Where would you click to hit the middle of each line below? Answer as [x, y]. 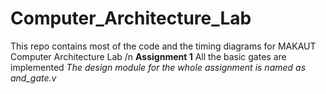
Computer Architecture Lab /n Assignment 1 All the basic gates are [148, 56]
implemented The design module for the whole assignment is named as [158, 67]
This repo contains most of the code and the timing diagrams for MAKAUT [163, 46]
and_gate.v [33, 78]
